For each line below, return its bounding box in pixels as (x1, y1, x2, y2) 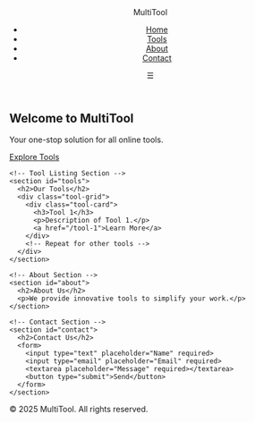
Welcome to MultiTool (9, 111, 134, 126)
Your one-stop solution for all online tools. (9, 134, 164, 145)
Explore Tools (9, 152, 60, 163)
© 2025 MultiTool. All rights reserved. (9, 404, 149, 415)
